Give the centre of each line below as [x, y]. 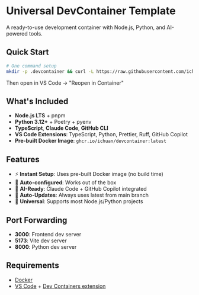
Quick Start [28, 52]
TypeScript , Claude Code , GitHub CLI [61, 128]
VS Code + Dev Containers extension [60, 286]
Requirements [33, 266]
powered [17, 33]
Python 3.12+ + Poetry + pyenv [53, 122]
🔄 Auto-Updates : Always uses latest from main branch [82, 195]
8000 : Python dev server [46, 246]
